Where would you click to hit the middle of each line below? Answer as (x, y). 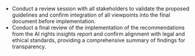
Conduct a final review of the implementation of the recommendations (98, 27)
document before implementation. (54, 21)
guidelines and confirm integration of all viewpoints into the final (91, 15)
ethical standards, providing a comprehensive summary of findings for (98, 40)
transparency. (29, 46)
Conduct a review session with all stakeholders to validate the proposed (100, 9)
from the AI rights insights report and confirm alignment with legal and (98, 34)
